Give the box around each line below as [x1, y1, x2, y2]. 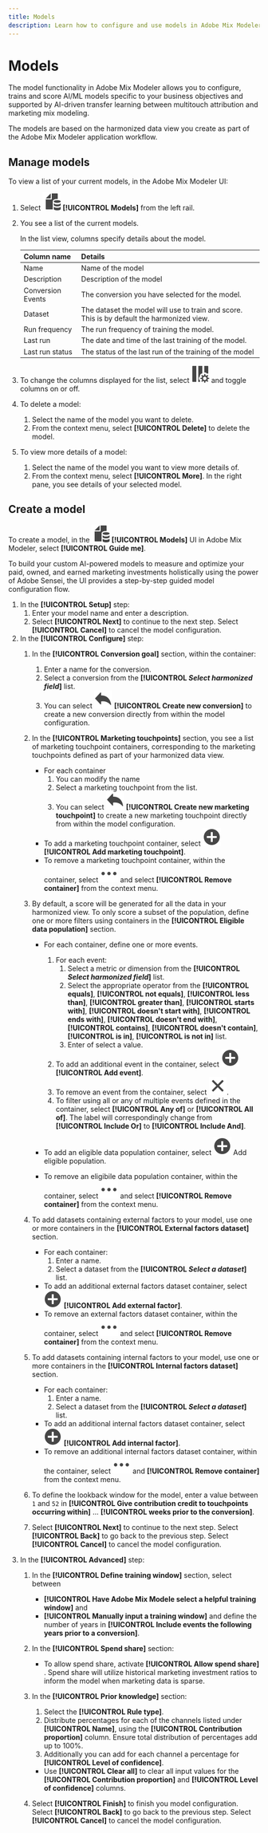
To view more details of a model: [19, 447, 128, 456]
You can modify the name [55, 774, 140, 783]
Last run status [23, 347, 73, 357]
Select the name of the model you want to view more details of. [31, 463, 240, 472]
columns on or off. [19, 384, 81, 393]
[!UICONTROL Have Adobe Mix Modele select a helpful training [43, 1594, 257, 1603]
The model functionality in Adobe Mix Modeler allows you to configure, [8, 83, 242, 93]
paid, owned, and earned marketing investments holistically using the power [8, 567, 259, 577]
